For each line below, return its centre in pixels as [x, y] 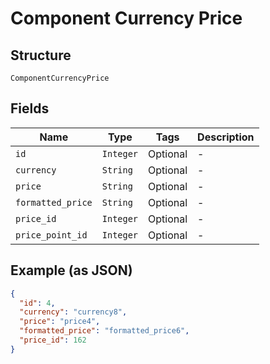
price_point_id [51, 235]
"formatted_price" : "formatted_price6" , [104, 331]
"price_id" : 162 [53, 340]
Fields [30, 108]
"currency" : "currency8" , [73, 312]
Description [226, 137]
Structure [41, 55]
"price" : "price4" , [60, 322]
